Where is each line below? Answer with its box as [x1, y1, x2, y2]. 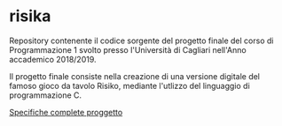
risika [9, 6, 51, 26]
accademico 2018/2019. [9, 54, 97, 64]
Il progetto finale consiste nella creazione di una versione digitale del [9, 70, 260, 81]
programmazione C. [9, 90, 82, 100]
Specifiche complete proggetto [9, 107, 123, 117]
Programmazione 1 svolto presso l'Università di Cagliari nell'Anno [9, 44, 247, 55]
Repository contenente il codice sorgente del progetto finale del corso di [9, 35, 274, 46]
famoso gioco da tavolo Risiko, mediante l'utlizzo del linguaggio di [9, 80, 250, 91]
